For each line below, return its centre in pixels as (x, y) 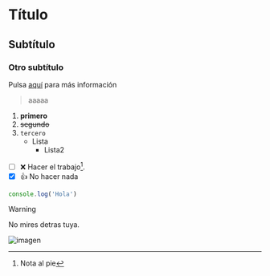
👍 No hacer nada (49, 176)
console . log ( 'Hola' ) (43, 194)
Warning (22, 209)
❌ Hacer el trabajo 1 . (53, 166)
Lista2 (54, 149)
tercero (33, 133)
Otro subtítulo (36, 67)
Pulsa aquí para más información (63, 84)
